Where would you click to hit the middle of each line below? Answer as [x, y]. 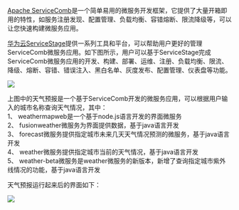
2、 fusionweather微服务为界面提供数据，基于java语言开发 [93, 125]
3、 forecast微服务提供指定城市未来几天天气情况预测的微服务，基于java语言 [118, 134]
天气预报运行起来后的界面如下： [54, 185]
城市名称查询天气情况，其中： [63, 107]
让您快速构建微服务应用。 [45, 28]
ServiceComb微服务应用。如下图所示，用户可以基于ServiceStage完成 [109, 52]
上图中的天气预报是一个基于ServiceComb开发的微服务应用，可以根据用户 [115, 99]
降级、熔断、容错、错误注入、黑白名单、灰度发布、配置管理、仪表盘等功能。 [119, 70]
